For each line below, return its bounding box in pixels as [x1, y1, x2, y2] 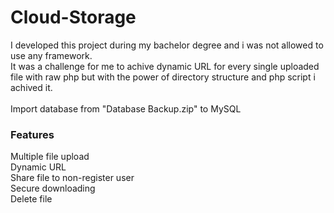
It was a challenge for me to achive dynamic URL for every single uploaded [10, 60, 320, 72]
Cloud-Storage [10, 6, 137, 29]
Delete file [10, 193, 53, 205]
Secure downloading [10, 182, 96, 195]
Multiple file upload [10, 151, 90, 163]
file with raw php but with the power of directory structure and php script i [10, 71, 316, 83]
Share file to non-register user [10, 172, 135, 184]
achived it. [10, 81, 53, 93]
